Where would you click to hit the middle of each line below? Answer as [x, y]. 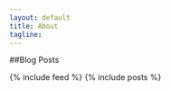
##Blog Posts [34, 60]
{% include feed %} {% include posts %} [85, 77]
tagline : [26, 34]
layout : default [40, 18]
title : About [34, 26]
